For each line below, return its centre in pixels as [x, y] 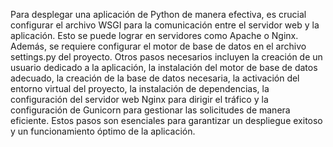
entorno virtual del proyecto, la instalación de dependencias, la [140, 88]
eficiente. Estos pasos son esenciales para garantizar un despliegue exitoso [166, 120]
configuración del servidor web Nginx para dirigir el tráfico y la [139, 99]
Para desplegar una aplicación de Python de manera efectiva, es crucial [158, 14]
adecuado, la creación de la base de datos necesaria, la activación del [155, 78]
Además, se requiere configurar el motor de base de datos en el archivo [158, 46]
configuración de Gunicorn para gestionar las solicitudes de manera [150, 110]
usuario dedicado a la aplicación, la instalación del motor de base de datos [164, 67]
